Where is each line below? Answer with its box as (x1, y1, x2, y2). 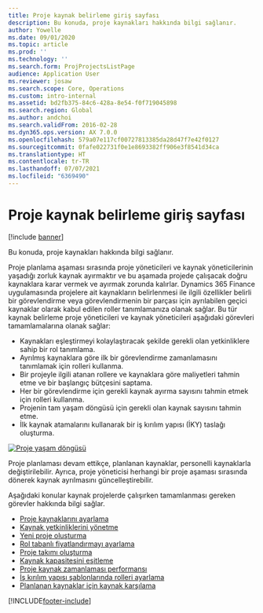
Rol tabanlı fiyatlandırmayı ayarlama (19, 539, 135, 549)
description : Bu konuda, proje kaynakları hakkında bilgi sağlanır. (8, 19, 237, 27)
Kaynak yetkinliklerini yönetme (19, 522, 119, 531)
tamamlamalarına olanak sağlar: (8, 321, 111, 330)
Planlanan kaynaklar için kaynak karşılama (19, 581, 156, 590)
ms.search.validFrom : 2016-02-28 (8, 121, 118, 129)
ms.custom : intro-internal (8, 92, 97, 100)
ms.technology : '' (8, 56, 68, 64)
